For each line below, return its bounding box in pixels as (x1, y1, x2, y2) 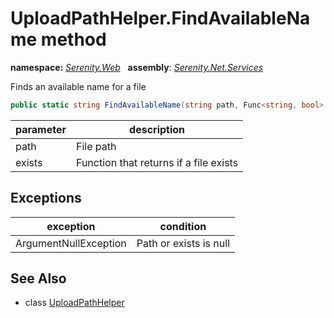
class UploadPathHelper (24, 297, 125, 309)
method (40, 28, 107, 51)
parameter (15, 122, 67, 136)
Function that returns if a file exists (76, 155, 239, 169)
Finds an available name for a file (10, 80, 147, 92)
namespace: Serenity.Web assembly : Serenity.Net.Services (10, 61, 264, 73)
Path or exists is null (136, 236, 231, 250)
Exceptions (10, 190, 82, 207)
